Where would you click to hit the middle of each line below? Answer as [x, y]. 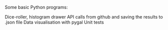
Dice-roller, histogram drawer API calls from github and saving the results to [84, 17]
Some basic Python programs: [36, 7]
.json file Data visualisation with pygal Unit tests [54, 22]
